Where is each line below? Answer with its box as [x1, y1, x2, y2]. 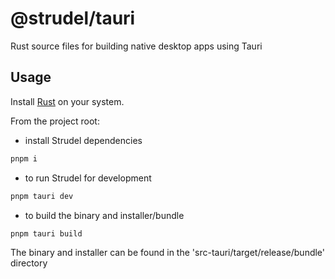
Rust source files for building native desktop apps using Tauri [10, 40, 263, 52]
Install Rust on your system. [10, 95, 125, 107]
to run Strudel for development [24, 172, 152, 184]
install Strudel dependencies [24, 134, 143, 146]
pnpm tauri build [10, 228, 83, 239]
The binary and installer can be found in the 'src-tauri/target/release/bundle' [10, 247, 326, 259]
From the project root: [10, 115, 100, 127]
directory [10, 257, 48, 269]
